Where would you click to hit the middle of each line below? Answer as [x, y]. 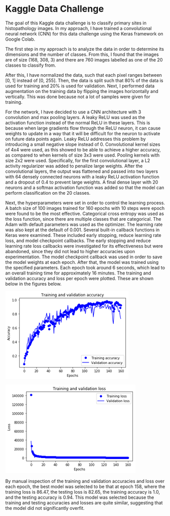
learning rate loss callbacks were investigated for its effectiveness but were [84, 246]
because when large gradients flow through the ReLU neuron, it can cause [83, 128]
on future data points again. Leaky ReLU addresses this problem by [76, 139]
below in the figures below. [33, 284]
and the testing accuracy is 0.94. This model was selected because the [80, 497]
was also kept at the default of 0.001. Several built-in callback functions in [82, 230]
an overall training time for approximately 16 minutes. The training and [78, 273]
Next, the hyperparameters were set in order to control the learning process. [85, 203]
